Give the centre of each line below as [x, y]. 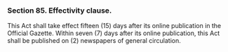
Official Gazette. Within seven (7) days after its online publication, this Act [114, 33]
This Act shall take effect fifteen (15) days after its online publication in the [114, 26]
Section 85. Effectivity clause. [60, 11]
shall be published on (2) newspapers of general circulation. [94, 41]
